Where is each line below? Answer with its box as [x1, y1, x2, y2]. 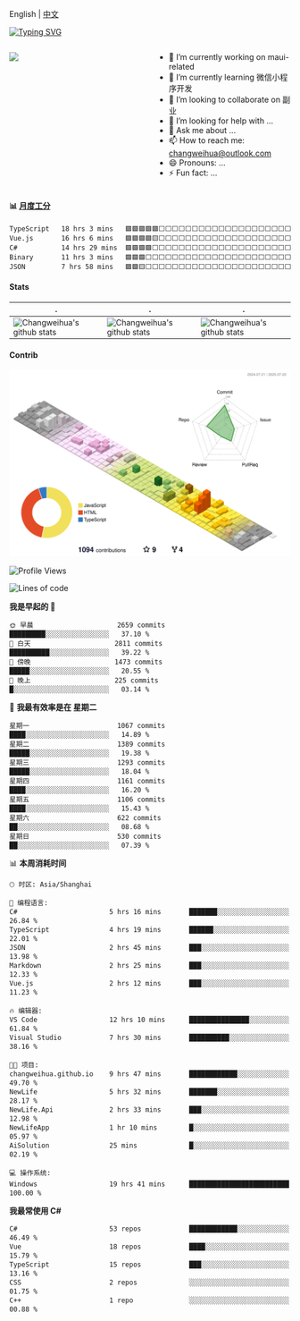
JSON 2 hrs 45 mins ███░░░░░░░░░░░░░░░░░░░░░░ [9, 944, 290, 953]
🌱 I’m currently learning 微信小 [168, 72, 280, 82]
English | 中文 [9, 9, 60, 19]
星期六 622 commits [9, 814, 162, 823]
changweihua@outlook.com [168, 148, 272, 158]
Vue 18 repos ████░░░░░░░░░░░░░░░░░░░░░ [9, 1242, 290, 1251]
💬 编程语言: [9, 899, 49, 908]
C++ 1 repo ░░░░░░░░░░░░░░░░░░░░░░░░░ [9, 1296, 290, 1305]
